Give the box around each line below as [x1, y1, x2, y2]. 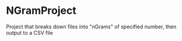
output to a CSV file [6, 29, 54, 36]
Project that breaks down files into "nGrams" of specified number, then [6, 23, 177, 30]
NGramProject [6, 4, 77, 17]
